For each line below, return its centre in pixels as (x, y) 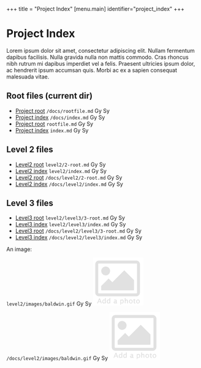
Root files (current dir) (50, 96)
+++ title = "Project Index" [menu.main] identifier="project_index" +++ (96, 9)
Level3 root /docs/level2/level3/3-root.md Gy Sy (78, 231)
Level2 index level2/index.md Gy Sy (61, 171)
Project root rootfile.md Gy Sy (54, 124)
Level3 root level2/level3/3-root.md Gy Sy (70, 218)
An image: (19, 249)
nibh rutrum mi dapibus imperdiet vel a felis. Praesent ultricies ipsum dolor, (101, 63)
